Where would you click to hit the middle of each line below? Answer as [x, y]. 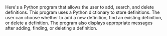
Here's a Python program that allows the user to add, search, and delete [80, 7]
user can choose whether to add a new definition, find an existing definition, [84, 18]
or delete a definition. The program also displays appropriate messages [79, 23]
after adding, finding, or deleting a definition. [51, 28]
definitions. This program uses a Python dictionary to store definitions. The [82, 12]
